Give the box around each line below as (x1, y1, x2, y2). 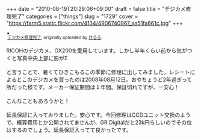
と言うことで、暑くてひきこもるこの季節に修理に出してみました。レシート (6, 69, 191, 75)
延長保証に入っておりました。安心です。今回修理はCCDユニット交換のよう (6, 111, 191, 119)
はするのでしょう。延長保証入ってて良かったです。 (6, 126, 132, 134)
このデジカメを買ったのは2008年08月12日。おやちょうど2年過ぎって (22, 76, 193, 83)
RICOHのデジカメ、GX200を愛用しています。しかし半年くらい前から (6, 47, 177, 54)
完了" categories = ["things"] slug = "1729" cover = (11, 13, 138, 20)
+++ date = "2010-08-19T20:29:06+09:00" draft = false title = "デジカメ (6, 5, 186, 12)
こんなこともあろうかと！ (6, 97, 70, 104)
